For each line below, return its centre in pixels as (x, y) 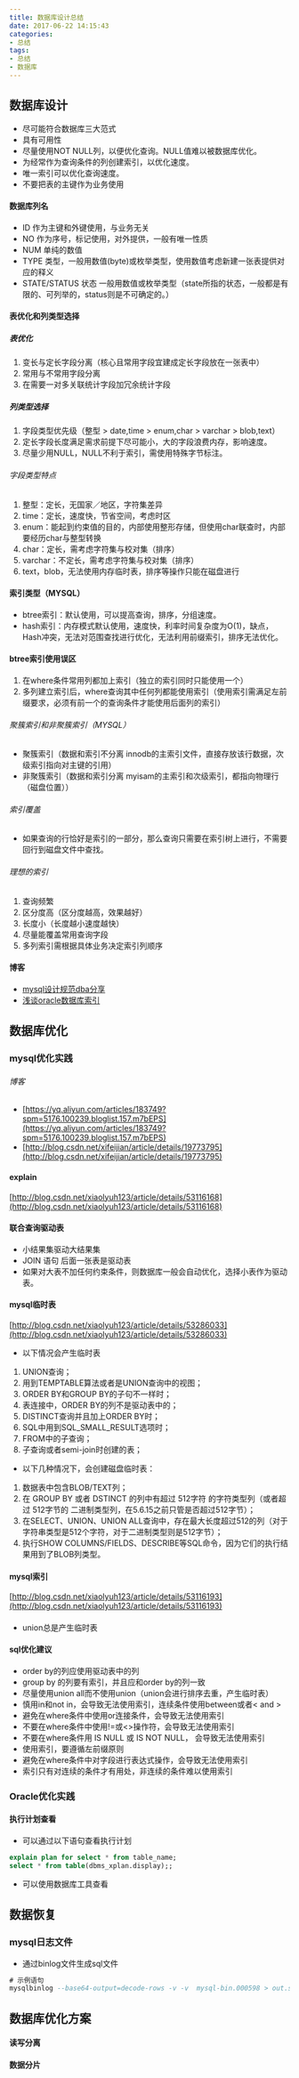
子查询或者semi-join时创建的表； (82, 1449)
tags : (19, 51)
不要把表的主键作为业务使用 (73, 184)
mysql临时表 (32, 1305)
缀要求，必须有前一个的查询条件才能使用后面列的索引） (123, 703)
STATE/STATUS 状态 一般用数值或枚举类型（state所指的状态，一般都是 (151, 283)
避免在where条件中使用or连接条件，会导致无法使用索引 (123, 1715)
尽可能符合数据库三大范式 (69, 128)
